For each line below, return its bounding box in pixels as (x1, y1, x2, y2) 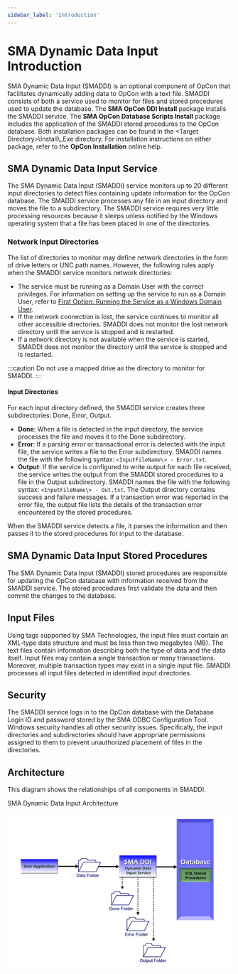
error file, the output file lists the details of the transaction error (17, 500, 202, 508)
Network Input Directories (7, 237, 99, 247)
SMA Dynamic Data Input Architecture (7, 799, 119, 808)
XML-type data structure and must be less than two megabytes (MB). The (7, 638, 224, 647)
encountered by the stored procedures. (17, 508, 134, 516)
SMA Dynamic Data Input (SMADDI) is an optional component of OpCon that (7, 82, 231, 90)
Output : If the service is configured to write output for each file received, (17, 462, 232, 471)
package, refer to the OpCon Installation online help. (7, 142, 163, 151)
